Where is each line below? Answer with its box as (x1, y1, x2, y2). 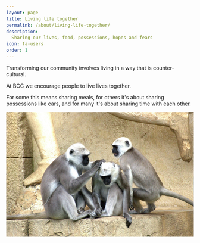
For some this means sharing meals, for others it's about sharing (6, 94, 165, 101)
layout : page (6, 10, 39, 15)
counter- (152, 64, 174, 71)
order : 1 (6, 48, 28, 54)
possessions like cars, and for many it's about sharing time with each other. (6, 100, 192, 107)
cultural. (6, 70, 27, 77)
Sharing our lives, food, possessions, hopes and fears (11, 35, 153, 41)
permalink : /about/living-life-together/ (6, 22, 111, 28)
